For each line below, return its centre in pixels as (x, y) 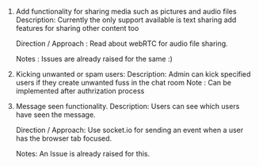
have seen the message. (56, 115)
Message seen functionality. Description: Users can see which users (128, 106)
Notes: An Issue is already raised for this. (83, 154)
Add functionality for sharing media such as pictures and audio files (126, 11)
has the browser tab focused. (64, 138)
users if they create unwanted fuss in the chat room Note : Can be (124, 83)
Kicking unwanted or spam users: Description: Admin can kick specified (133, 74)
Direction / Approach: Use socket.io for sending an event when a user (129, 130)
